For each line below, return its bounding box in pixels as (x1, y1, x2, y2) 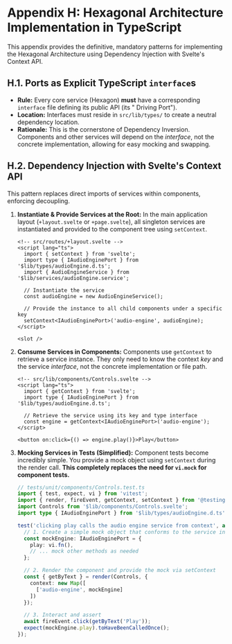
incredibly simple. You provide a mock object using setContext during (17, 455, 216, 464)
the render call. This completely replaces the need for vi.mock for (17, 463, 207, 471)
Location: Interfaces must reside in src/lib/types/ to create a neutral (17, 110, 217, 119)
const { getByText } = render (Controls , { (24, 573, 148, 580)
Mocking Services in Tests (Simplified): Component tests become (17, 449, 209, 457)
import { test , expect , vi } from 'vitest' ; (17, 490, 148, 497)
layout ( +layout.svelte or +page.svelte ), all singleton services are (17, 217, 206, 226)
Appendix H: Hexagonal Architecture (7, 5, 224, 21)
